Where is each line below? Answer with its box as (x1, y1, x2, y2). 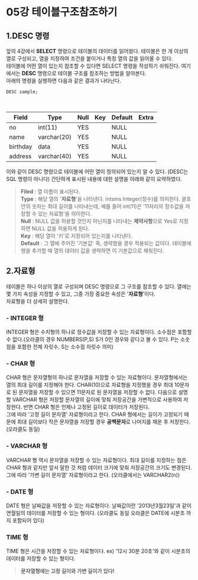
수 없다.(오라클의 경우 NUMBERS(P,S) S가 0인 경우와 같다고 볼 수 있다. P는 (6, 336, 179, 343)
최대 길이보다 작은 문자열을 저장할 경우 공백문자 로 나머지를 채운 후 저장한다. (17, 418, 191, 426)
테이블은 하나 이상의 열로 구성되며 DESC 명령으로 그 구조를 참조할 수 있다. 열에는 (6, 283, 192, 290)
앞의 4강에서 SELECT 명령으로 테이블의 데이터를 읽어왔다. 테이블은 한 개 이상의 (6, 48, 189, 54)
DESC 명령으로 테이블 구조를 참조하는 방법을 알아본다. (21, 70, 147, 77)
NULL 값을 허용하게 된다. (31, 225, 90, 232)
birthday (9, 142, 33, 151)
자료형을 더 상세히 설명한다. (6, 297, 70, 304)
